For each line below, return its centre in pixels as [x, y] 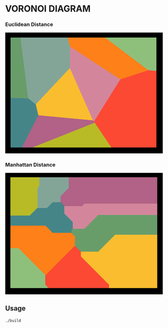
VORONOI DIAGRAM [48, 9]
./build [13, 320]
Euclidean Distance [29, 25]
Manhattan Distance [30, 165]
